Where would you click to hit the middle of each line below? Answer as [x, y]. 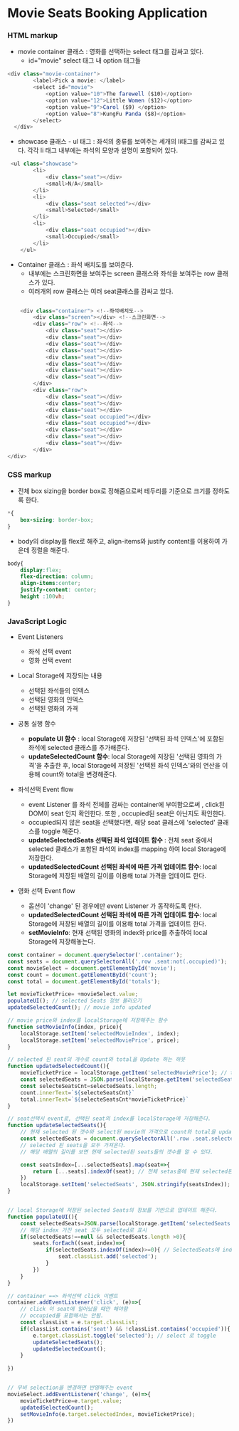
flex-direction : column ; [57, 577]
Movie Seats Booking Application [107, 13]
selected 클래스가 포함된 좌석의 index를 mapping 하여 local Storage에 [127, 849]
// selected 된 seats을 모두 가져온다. [73, 1145]
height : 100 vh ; [43, 597]
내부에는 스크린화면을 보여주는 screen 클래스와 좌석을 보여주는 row [122, 273]
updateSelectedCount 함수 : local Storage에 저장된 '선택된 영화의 [121, 756]
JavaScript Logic [37, 621]
